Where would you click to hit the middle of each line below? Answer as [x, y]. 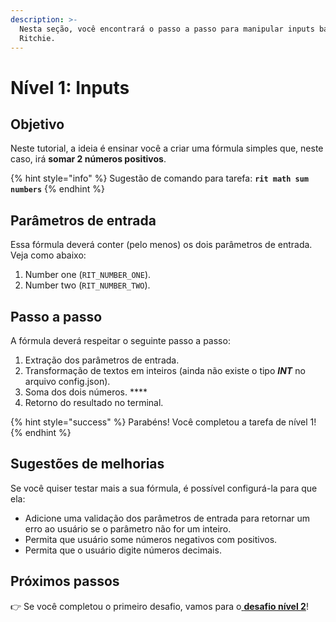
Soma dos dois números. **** [86, 392]
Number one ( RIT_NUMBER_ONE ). [88, 275]
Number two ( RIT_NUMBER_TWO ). [87, 285]
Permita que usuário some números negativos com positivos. [151, 539]
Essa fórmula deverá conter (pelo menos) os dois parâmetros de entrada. [161, 245]
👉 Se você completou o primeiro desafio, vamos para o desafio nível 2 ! [159, 606]
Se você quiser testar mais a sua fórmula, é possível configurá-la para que [164, 488]
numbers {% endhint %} [57, 189]
